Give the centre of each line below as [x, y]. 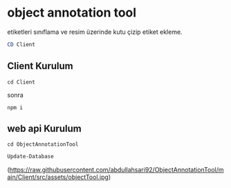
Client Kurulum [40, 66]
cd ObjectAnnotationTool [43, 144]
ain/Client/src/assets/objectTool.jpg [58, 177]
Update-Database [30, 157]
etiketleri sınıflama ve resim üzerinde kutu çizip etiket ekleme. [95, 32]
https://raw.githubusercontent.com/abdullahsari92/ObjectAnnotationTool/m [117, 170]
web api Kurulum [44, 129]
